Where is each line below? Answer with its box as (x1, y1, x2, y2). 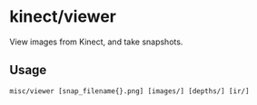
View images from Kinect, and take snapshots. (9, 36, 183, 47)
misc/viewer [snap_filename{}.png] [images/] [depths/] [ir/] (9, 86, 250, 96)
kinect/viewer (9, 6, 116, 27)
